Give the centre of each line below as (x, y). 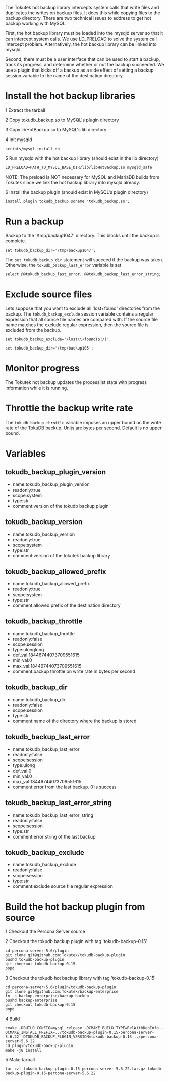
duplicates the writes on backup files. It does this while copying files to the (83, 13)
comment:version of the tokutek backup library (61, 555)
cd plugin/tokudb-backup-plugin (39, 1046)
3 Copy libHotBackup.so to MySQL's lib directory (56, 129)
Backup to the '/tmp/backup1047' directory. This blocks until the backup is (82, 235)
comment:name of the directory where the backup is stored (74, 721)
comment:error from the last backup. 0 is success (65, 787)
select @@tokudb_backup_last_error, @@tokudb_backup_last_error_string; (83, 274)
